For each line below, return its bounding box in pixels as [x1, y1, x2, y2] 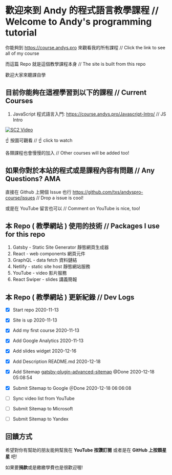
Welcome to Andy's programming [5, 16, 152, 28]
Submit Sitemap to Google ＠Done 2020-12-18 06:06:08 [12, 385, 132, 391]
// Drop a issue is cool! [36, 195, 83, 201]
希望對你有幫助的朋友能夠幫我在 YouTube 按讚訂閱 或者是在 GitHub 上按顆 [5, 447, 162, 453]
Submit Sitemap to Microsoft [12, 405, 73, 411]
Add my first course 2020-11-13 [12, 327, 79, 334]
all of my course [5, 50, 39, 56]
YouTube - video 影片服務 [12, 270, 67, 276]
